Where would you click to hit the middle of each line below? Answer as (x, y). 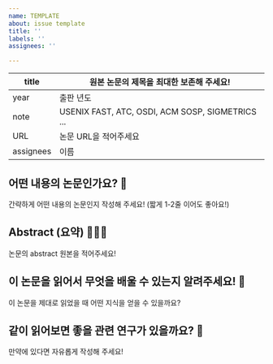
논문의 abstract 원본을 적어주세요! (62, 253)
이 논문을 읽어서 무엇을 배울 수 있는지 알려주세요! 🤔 (127, 282)
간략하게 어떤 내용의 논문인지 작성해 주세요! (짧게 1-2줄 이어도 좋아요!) (119, 204)
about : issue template (47, 24)
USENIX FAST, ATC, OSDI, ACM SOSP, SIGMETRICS (158, 112)
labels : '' (27, 39)
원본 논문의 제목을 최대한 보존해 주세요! (160, 82)
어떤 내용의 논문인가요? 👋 (68, 183)
